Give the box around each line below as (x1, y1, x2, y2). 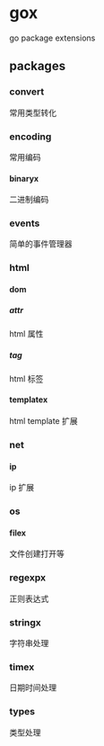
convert (9, 85, 45, 98)
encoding (9, 130, 52, 142)
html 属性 (9, 328, 44, 339)
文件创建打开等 (9, 548, 65, 560)
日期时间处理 (9, 682, 56, 693)
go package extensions (9, 32, 96, 43)
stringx (9, 616, 42, 628)
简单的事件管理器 (9, 238, 73, 249)
